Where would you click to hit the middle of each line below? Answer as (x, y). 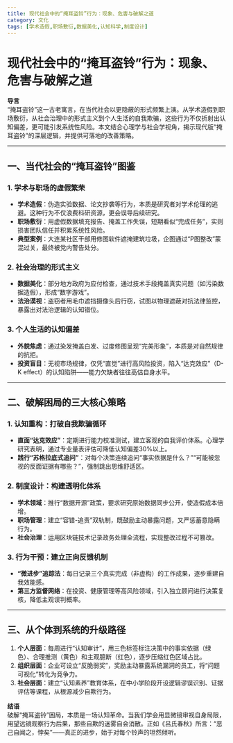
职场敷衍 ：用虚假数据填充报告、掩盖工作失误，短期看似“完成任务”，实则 (120, 222)
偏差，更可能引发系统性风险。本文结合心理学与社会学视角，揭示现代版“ (115, 127)
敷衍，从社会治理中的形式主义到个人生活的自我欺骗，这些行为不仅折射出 (116, 118)
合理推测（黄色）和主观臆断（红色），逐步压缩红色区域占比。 (119, 656)
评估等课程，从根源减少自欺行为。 (66, 691)
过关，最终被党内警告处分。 (63, 248)
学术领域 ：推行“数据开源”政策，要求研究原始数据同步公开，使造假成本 (117, 502)
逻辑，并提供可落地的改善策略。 (92, 135)
